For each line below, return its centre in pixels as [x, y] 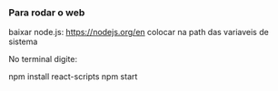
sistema [23, 41]
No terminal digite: [43, 59]
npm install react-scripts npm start [73, 77]
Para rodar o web [47, 13]
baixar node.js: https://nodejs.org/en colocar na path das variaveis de [139, 32]
